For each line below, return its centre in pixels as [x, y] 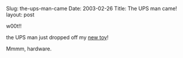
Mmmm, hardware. [29, 49]
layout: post [20, 15]
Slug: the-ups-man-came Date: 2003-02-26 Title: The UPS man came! [91, 8]
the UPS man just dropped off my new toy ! [57, 37]
